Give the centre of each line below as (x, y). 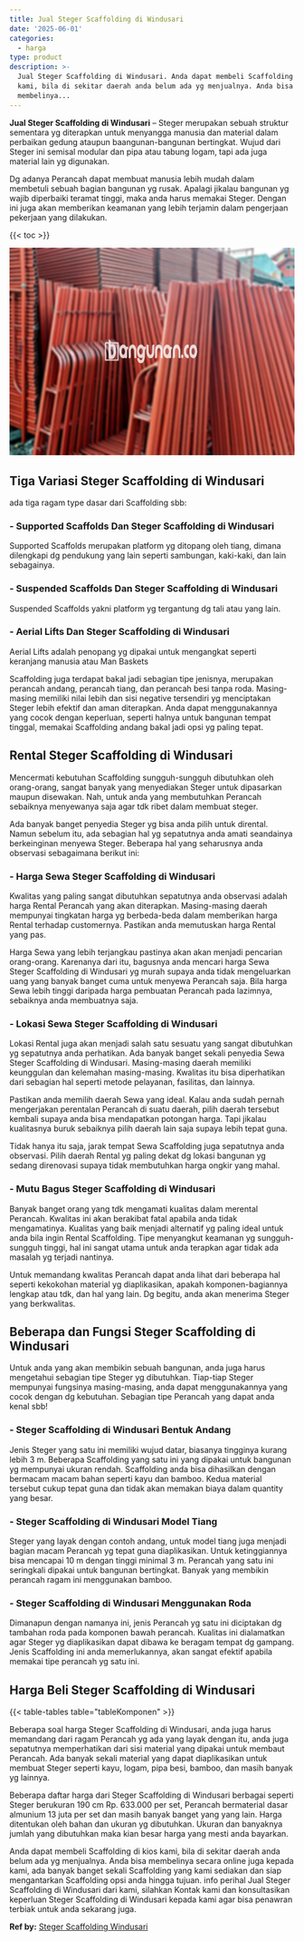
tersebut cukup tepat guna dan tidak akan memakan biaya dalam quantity (146, 1488)
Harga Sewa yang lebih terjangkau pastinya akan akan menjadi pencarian (146, 951)
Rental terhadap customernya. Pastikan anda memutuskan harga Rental (142, 924)
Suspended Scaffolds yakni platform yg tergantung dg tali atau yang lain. (145, 609)
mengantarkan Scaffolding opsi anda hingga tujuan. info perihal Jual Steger (150, 1880)
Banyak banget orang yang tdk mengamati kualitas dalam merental (134, 1209)
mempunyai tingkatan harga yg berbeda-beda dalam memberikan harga (143, 915)
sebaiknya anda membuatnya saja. (74, 1000)
